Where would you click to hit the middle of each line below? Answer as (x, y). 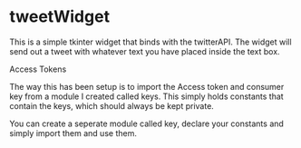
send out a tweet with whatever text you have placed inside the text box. (145, 51)
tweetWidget (60, 17)
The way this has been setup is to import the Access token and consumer (147, 86)
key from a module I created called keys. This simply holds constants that (146, 96)
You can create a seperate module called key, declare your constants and (146, 123)
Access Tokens (38, 69)
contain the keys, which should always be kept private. (112, 105)
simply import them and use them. (73, 133)
